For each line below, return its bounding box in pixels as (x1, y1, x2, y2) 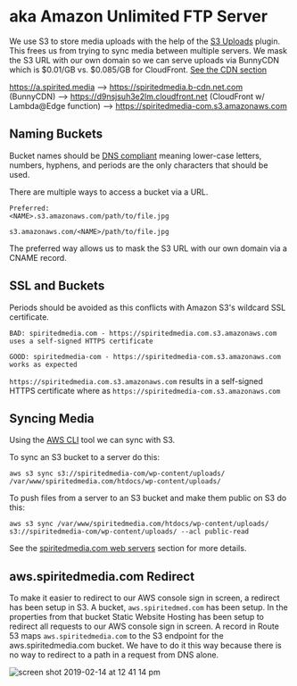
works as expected (9, 360, 78, 369)
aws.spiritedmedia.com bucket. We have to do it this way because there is (9, 640, 283, 651)
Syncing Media (9, 411, 95, 426)
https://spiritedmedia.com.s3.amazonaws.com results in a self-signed (9, 375, 263, 386)
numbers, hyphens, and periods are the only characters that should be (9, 159, 268, 171)
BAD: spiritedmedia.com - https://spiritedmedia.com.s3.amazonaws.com (9, 329, 277, 338)
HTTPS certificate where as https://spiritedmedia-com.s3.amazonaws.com (9, 385, 281, 396)
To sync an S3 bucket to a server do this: (9, 452, 161, 463)
